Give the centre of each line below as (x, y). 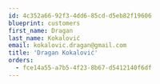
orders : (21, 61)
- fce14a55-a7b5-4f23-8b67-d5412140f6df (84, 68)
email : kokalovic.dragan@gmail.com (68, 46)
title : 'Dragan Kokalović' (53, 53)
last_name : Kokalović (44, 38)
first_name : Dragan (41, 30)
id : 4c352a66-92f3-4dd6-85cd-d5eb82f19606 (80, 16)
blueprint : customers (44, 23)
